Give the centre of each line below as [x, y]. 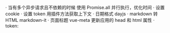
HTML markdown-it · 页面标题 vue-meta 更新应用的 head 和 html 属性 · [80, 20]
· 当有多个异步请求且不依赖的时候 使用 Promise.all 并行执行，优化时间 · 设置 [85, 7]
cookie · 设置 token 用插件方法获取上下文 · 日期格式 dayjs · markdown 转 [82, 14]
